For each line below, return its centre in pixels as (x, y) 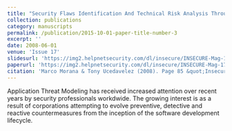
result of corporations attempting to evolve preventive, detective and (105, 105)
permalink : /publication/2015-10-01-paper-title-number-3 (92, 33)
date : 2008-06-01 (32, 46)
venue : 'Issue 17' (33, 52)
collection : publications (44, 20)
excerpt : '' (24, 39)
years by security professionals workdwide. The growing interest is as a (109, 98)
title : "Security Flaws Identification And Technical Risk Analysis (108, 13)
